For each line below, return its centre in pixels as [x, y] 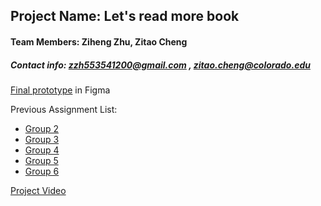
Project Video [38, 190]
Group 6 [42, 171]
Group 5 [41, 160]
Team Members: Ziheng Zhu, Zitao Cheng [99, 41]
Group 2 [42, 128]
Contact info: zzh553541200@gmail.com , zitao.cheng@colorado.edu [160, 65]
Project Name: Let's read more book [125, 16]
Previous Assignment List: [64, 109]
